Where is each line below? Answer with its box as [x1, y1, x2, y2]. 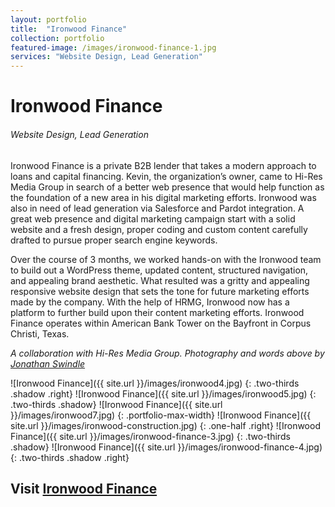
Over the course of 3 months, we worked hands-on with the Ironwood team [10, 253, 322, 265]
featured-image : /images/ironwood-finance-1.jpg [10, 42, 217, 53]
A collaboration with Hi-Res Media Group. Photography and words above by [10, 347, 325, 359]
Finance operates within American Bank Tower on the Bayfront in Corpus [10, 317, 312, 329]
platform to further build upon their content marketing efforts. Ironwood [10, 306, 305, 318]
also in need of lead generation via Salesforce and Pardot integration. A [10, 202, 305, 214]
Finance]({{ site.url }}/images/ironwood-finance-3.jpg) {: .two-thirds [10, 430, 291, 442]
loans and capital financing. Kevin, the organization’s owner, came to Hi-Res [10, 170, 323, 182]
